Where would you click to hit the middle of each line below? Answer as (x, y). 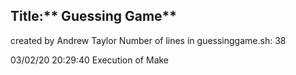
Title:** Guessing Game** (94, 16)
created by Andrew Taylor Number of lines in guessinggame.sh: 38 (148, 40)
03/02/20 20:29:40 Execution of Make (90, 60)
